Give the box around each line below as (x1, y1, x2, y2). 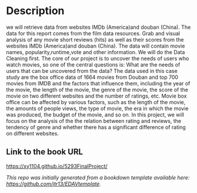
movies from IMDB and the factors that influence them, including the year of (6, 79, 191, 86)
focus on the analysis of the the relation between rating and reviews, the (6, 117, 181, 124)
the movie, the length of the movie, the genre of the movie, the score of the (6, 86, 188, 93)
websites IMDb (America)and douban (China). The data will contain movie (6, 42, 185, 49)
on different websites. (6, 129, 59, 137)
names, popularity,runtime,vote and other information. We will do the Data (6, 48, 185, 55)
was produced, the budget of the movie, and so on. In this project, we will (6, 111, 184, 118)
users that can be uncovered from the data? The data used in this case (6, 67, 178, 74)
